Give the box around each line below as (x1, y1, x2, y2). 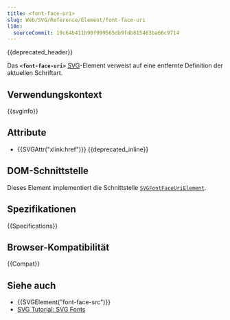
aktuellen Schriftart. (7, 69, 63, 77)
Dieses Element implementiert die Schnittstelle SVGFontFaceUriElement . (7, 183, 207, 191)
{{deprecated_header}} (7, 48, 73, 56)
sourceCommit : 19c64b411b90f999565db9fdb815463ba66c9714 (13, 29, 180, 36)
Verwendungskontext (7, 89, 102, 100)
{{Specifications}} (7, 222, 58, 230)
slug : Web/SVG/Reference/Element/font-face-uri (7, 17, 146, 23)
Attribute (7, 127, 47, 138)
